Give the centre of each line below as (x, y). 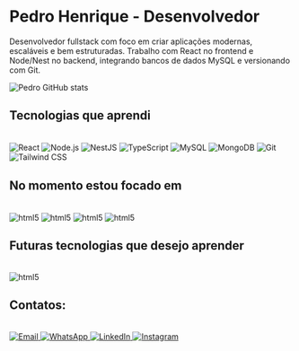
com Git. (25, 70)
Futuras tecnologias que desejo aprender (127, 246)
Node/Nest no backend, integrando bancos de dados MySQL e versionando (149, 60)
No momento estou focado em (96, 185)
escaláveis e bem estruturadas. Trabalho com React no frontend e (132, 50)
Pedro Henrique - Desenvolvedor (135, 17)
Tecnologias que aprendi (80, 115)
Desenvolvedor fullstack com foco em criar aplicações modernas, (131, 41)
